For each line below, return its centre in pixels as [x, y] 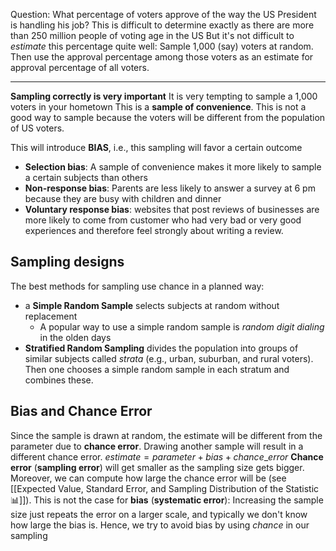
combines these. [59, 380]
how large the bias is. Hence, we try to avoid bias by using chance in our [160, 525]
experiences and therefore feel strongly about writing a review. [154, 230]
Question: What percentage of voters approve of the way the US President [163, 14]
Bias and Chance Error [81, 411]
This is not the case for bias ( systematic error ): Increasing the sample [178, 500]
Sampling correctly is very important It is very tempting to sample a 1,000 [164, 96]
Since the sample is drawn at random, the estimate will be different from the [166, 435]
